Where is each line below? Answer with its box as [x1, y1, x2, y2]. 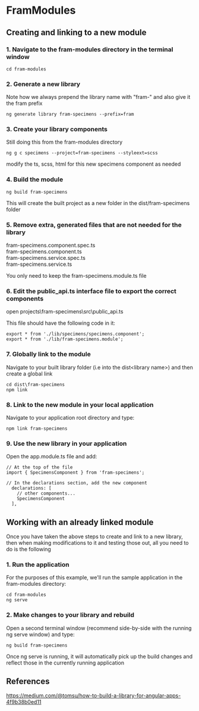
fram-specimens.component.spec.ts [6, 242, 96, 249]
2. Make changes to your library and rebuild [6, 611, 135, 619]
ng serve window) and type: [6, 631, 75, 638]
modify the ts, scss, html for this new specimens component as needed [6, 160, 181, 167]
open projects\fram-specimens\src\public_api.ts [6, 308, 124, 315]
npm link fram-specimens [6, 426, 68, 431]
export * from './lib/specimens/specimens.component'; [6, 331, 145, 337]
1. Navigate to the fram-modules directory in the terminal [6, 45, 173, 54]
